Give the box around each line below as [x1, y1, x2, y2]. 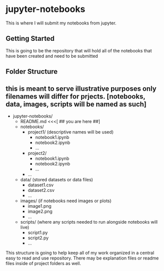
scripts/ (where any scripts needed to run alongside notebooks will [20, 219, 158, 225]
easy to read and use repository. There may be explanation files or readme [5, 255, 159, 261]
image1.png [27, 203, 52, 209]
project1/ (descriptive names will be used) [27, 129, 114, 135]
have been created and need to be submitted [5, 53, 98, 59]
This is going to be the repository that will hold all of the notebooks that [5, 47, 152, 53]
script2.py [27, 235, 49, 241]
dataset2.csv [27, 187, 55, 193]
